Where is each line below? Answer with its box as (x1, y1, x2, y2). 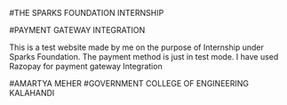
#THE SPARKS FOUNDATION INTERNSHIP (9, 8, 164, 18)
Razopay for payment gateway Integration (9, 61, 163, 71)
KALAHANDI (9, 88, 55, 98)
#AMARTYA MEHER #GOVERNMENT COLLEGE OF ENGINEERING (9, 78, 249, 88)
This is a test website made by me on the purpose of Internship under (9, 42, 264, 52)
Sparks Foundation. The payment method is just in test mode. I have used (9, 52, 279, 61)
